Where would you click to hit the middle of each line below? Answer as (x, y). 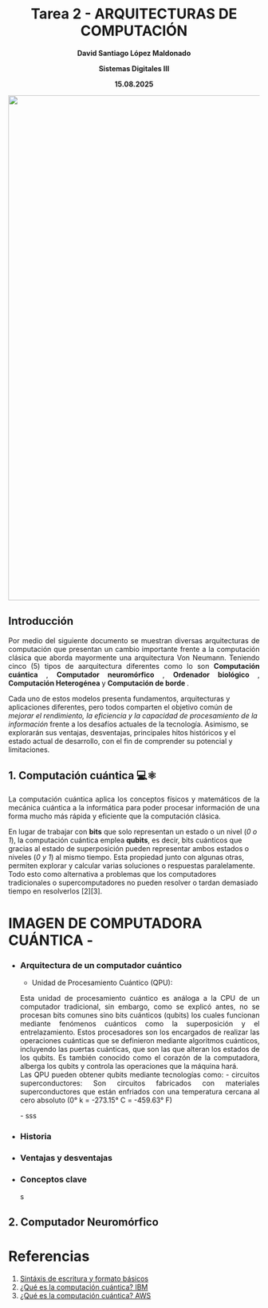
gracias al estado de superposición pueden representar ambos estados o (129, 848)
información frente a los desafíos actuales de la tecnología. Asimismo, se (128, 724)
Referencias (49, 1256)
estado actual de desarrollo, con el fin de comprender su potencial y (120, 741)
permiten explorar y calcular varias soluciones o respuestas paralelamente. (132, 866)
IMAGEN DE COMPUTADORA (105, 923)
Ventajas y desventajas (66, 1158)
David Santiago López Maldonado (134, 53)
